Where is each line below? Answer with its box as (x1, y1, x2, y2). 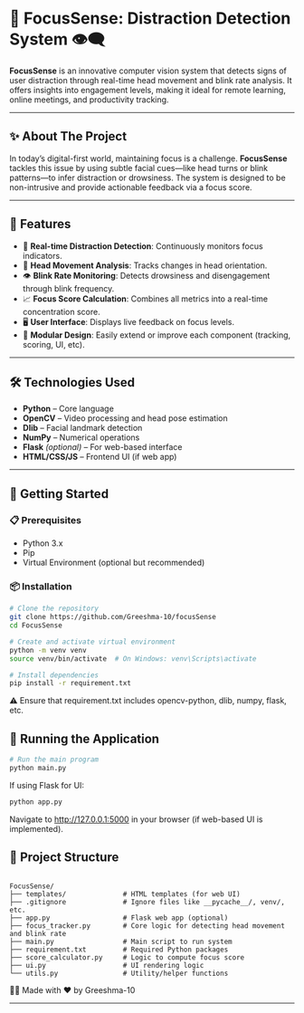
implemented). (9, 823, 63, 834)
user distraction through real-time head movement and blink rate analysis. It (9, 74, 292, 85)
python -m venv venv (9, 645, 88, 655)
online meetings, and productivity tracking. (9, 94, 169, 105)
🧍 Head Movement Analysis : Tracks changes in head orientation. (22, 260, 268, 271)
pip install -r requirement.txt (9, 679, 131, 688)
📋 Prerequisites (9, 513, 81, 526)
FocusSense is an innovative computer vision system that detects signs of (9, 65, 288, 76)
